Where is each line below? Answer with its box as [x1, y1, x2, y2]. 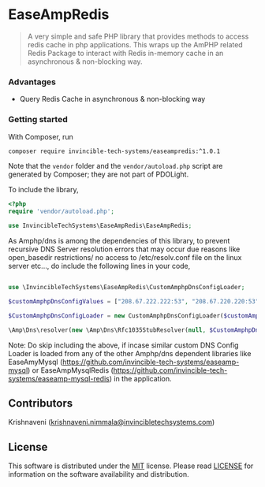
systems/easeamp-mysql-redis [8, 374, 110, 383]
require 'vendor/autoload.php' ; [8, 207, 114, 216]
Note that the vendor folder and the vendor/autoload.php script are [8, 162, 223, 171]
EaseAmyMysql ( [8, 357, 63, 366]
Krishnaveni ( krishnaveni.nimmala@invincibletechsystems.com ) [8, 418, 215, 427]
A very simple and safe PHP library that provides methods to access [27, 32, 249, 41]
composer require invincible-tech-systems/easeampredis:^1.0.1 [8, 147, 221, 155]
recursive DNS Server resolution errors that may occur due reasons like [8, 244, 241, 254]
